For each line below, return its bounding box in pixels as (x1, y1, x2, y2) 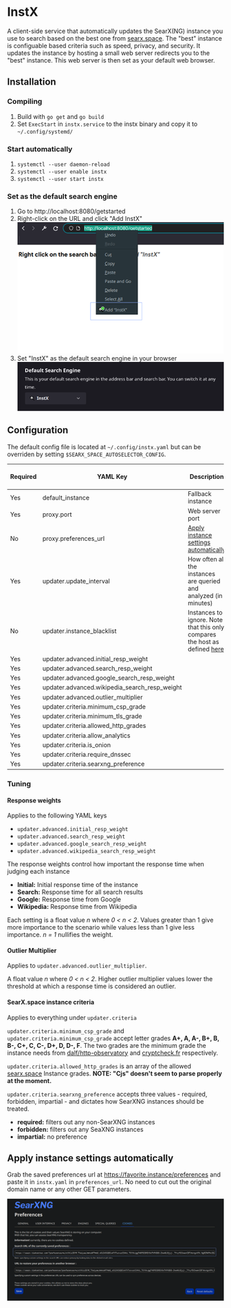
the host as (188, 638, 219, 646)
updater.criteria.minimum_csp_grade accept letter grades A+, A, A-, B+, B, (7, 1033, 220, 1042)
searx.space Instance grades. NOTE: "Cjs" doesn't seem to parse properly (7, 1069, 222, 1078)
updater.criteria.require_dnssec (42, 751, 131, 759)
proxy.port (42, 511, 72, 519)
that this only (188, 623, 225, 632)
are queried (188, 577, 221, 586)
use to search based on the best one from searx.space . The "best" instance (7, 34, 222, 42)
